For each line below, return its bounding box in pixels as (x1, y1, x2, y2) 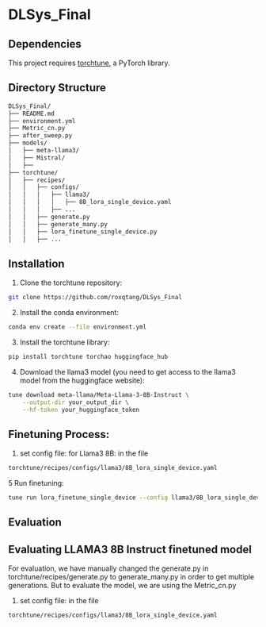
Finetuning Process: (8, 427, 110, 441)
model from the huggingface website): (19, 375, 145, 385)
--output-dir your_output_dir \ (22, 398, 129, 406)
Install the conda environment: (19, 308, 119, 317)
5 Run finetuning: (8, 479, 65, 488)
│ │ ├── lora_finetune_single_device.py (8, 228, 158, 236)
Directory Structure (8, 81, 107, 94)
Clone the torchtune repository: (19, 278, 123, 287)
